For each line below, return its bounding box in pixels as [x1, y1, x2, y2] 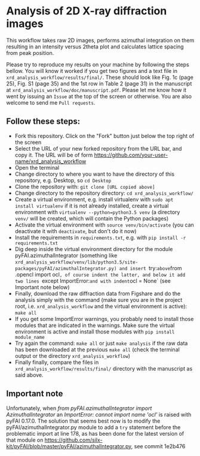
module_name [14, 334, 45, 340]
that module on [6, 436, 44, 443]
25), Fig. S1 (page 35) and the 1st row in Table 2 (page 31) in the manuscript [6, 79, 192, 87]
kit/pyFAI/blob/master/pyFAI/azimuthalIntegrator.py [6, 442, 131, 449]
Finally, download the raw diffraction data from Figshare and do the [14, 290, 181, 297]
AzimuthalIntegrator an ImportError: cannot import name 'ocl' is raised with [6, 411, 192, 418]
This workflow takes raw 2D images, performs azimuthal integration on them [6, 36, 195, 44]
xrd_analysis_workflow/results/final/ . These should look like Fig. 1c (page [6, 74, 194, 81]
